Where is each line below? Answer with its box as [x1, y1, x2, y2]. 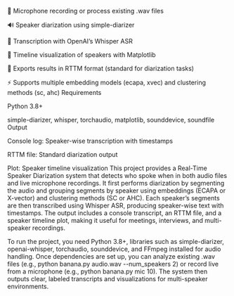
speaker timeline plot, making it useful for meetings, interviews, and [7, 217, 204, 224]
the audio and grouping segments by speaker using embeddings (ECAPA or [7, 186, 226, 195]
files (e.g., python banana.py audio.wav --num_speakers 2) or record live [7, 260, 219, 268]
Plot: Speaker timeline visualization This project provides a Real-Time [7, 164, 207, 172]
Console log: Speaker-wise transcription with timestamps [7, 137, 174, 145]
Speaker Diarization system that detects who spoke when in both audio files [7, 172, 227, 179]
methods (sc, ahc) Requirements [7, 89, 102, 96]
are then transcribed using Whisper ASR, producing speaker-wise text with [7, 201, 224, 210]
